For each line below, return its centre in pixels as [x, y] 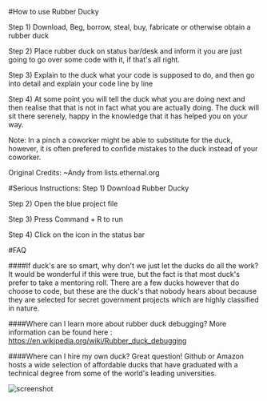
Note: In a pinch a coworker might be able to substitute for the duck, [121, 140]
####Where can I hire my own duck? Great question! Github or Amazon [126, 356]
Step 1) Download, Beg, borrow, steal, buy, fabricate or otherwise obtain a [130, 27]
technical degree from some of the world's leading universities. [113, 373]
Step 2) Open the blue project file [63, 204]
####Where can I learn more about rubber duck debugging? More [118, 324]
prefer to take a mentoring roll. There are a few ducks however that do [124, 283]
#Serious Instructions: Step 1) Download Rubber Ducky [99, 188]
